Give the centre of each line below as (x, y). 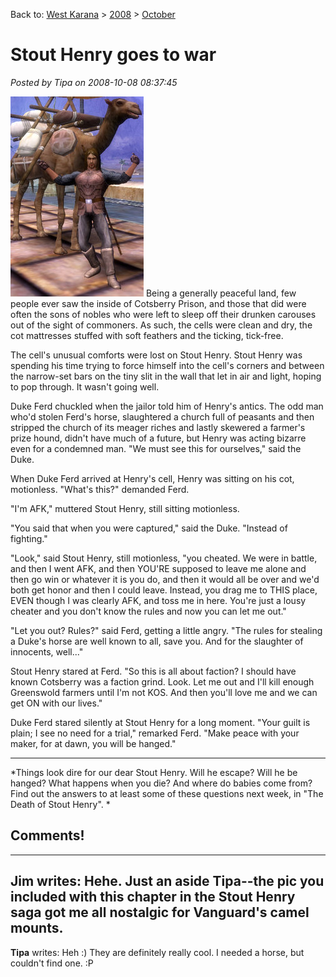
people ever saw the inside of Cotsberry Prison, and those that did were (158, 303)
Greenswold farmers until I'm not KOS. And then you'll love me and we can (164, 692)
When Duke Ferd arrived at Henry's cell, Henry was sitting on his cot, (152, 478)
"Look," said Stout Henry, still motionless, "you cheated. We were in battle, (164, 558)
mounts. (37, 928)
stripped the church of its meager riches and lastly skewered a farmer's (158, 427)
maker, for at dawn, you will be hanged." (93, 743)
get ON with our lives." (56, 703)
